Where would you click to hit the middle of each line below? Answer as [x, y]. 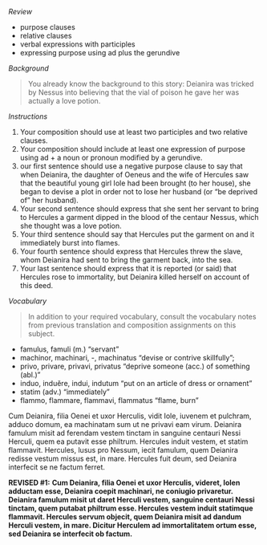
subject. [41, 334]
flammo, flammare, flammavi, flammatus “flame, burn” [109, 400]
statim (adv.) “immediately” [65, 392]
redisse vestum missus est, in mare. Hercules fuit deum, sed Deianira [123, 458]
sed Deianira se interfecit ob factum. [71, 534]
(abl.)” [30, 375]
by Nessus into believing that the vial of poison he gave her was [133, 92]
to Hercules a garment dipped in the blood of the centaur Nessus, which [139, 217]
